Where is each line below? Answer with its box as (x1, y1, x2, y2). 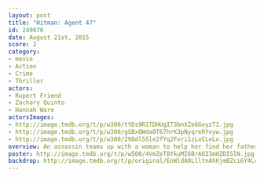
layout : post (8, 11, 51, 20)
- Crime (8, 70, 34, 78)
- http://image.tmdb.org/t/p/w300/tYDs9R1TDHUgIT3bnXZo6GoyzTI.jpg (8, 121, 234, 128)
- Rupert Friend (8, 92, 61, 99)
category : (8, 48, 41, 56)
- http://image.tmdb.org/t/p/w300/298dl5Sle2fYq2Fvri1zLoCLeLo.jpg (8, 135, 234, 143)
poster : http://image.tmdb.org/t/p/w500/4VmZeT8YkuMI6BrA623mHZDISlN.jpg (8, 150, 255, 157)
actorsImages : (8, 114, 55, 121)
